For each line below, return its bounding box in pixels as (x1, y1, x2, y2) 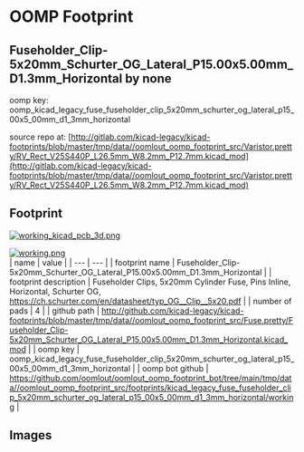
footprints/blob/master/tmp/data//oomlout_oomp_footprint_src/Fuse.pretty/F (9, 314, 294, 325)
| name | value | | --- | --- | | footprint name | (9, 256, 176, 268)
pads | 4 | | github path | (9, 305, 100, 316)
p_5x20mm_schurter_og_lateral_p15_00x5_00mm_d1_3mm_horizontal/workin (9, 391, 294, 402)
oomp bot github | (141, 362, 209, 373)
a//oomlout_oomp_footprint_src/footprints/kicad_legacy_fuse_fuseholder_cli (9, 382, 291, 393)
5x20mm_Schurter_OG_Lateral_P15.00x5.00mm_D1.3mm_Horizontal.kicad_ (9, 333, 289, 345)
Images (9, 428, 52, 443)
